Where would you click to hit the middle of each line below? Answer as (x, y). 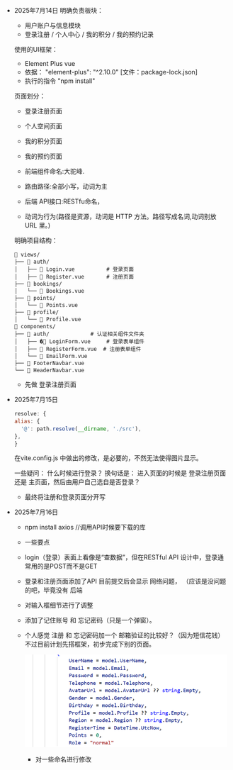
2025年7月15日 (36, 400)
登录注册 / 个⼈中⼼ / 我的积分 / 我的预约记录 (89, 34)
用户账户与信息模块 (53, 26)
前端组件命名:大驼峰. (55, 171)
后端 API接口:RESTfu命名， (64, 201)
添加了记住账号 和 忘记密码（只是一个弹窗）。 (90, 620)
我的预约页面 (43, 156)
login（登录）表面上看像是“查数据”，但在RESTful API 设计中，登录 (121, 557)
